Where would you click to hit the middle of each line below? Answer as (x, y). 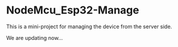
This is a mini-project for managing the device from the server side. (89, 26)
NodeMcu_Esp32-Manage (73, 10)
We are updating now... (35, 38)
